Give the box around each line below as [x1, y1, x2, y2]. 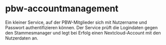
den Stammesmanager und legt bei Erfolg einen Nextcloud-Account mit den [5, 30, 161, 36]
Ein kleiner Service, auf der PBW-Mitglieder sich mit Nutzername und [5, 19, 147, 25]
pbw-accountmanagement [5, 3, 119, 14]
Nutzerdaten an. [5, 35, 38, 41]
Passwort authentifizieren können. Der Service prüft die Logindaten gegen [5, 24, 158, 30]
